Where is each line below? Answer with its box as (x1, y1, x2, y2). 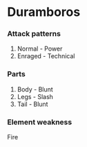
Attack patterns (7, 29, 61, 39)
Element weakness (7, 117, 72, 127)
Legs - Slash (17, 92, 54, 101)
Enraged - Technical (17, 52, 75, 60)
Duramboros (7, 4, 81, 20)
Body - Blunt (17, 85, 53, 94)
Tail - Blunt (17, 100, 48, 108)
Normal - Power (17, 44, 63, 53)
